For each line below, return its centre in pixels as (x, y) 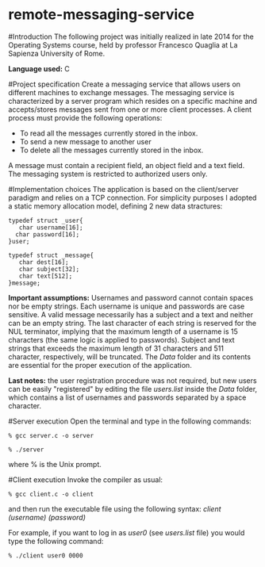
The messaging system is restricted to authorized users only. (108, 174)
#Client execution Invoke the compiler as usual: (86, 479)
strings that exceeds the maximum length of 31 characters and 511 (116, 348)
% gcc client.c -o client (51, 494)
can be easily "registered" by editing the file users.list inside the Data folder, (133, 389)
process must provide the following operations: (85, 117)
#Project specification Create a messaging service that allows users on (124, 84)
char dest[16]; (44, 262)
